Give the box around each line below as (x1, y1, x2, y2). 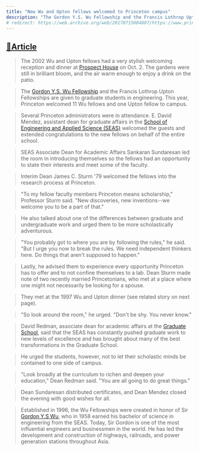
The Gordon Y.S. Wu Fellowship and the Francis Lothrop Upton (20, 88, 174, 95)
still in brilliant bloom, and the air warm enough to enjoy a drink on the (20, 70, 191, 77)
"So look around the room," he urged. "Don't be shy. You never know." (20, 311, 192, 318)
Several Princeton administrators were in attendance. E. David (20, 112, 172, 119)
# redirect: (6, 20, 36, 26)
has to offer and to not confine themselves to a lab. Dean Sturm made (20, 269, 191, 277)
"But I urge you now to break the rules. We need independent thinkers (20, 245, 191, 252)
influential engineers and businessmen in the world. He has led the (20, 425, 184, 433)
